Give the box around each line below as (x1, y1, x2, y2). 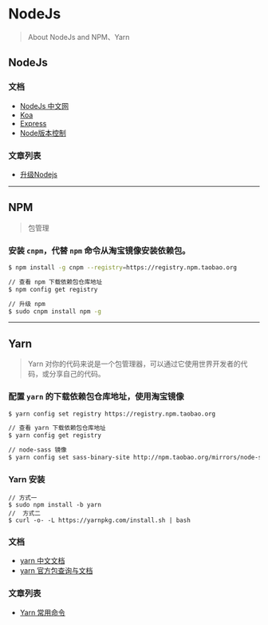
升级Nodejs (19, 169, 58, 179)
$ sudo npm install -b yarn (8, 501, 102, 509)
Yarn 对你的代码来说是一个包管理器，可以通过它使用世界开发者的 (27, 359, 241, 368)
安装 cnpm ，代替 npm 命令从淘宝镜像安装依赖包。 (8, 245, 191, 256)
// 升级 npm (8, 300, 45, 308)
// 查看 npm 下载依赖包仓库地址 (8, 277, 103, 286)
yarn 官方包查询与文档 (19, 566, 93, 575)
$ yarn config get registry (8, 432, 102, 440)
